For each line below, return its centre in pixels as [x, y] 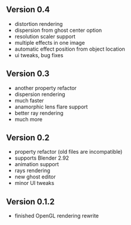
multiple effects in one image [50, 42]
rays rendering [32, 171]
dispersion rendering [40, 94]
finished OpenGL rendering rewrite [56, 216]
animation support [37, 164]
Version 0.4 [28, 10]
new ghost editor [35, 177]
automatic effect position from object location [70, 49]
